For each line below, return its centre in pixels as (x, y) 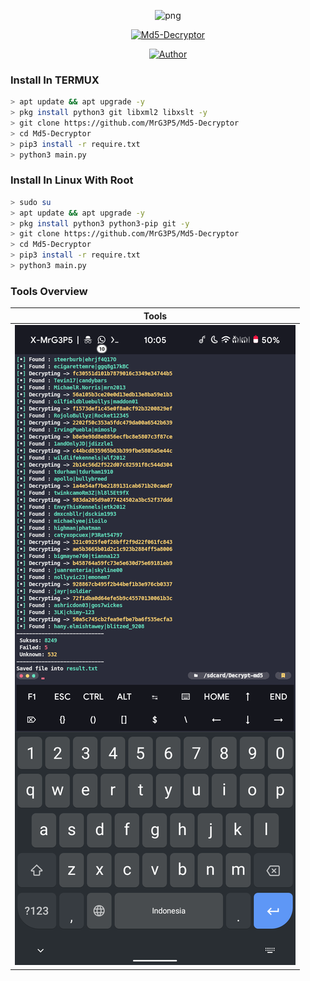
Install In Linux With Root (72, 180)
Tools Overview (49, 291)
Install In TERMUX (55, 80)
